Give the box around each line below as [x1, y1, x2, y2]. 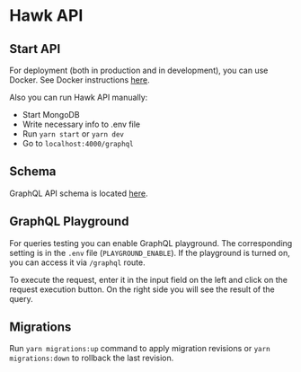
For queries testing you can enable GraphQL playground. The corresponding [9, 237, 293, 248]
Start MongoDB [22, 110, 80, 120]
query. [9, 293, 33, 304]
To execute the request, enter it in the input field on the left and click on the [9, 274, 288, 285]
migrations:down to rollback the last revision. [9, 352, 174, 364]
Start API [9, 41, 61, 57]
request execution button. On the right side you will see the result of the [9, 284, 276, 295]
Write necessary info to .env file [22, 119, 141, 129]
